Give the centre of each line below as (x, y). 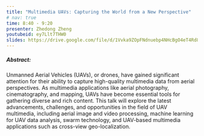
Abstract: (19, 59)
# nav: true (21, 18)
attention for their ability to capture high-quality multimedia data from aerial (100, 81)
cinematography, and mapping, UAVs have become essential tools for (93, 94)
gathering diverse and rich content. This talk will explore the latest (89, 100)
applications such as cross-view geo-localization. (68, 126)
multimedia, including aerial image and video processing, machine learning (100, 114)
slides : (16, 40)
